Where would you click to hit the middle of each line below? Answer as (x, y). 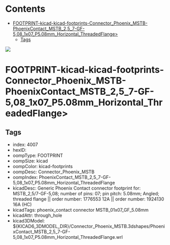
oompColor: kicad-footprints (43, 166)
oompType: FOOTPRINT (38, 155)
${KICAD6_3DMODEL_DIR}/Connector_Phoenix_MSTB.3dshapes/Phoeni (89, 226)
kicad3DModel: (29, 220)
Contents (26, 9)
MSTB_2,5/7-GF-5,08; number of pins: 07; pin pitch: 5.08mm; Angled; (86, 193)
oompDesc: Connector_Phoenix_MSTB (54, 172)
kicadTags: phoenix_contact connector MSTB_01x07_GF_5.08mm (81, 210)
